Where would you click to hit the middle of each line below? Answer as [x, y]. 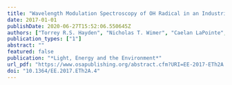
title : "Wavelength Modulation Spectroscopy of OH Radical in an [103, 13]
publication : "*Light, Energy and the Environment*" [85, 58]
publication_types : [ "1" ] [44, 39]
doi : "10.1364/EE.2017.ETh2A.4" [54, 71]
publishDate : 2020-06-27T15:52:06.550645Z [69, 26]
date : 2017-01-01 [32, 20]
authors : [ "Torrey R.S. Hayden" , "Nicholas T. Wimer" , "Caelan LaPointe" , [117, 33]
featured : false [30, 52]
